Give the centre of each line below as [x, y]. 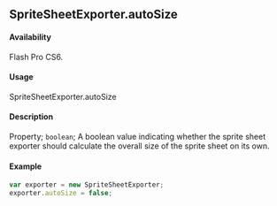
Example [26, 166]
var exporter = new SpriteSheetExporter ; [87, 185]
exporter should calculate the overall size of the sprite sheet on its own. [139, 146]
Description [31, 117]
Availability [30, 37]
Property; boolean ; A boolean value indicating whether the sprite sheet [138, 137]
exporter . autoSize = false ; [61, 194]
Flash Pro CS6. [36, 57]
